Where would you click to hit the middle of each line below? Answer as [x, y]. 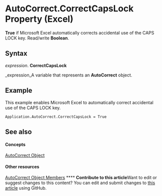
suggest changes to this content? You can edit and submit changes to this [80, 183]
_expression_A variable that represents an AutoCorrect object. [69, 75]
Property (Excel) [39, 19]
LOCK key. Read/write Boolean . [37, 38]
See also [18, 132]
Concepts [15, 144]
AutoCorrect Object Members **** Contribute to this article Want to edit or [81, 178]
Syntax [16, 54]
